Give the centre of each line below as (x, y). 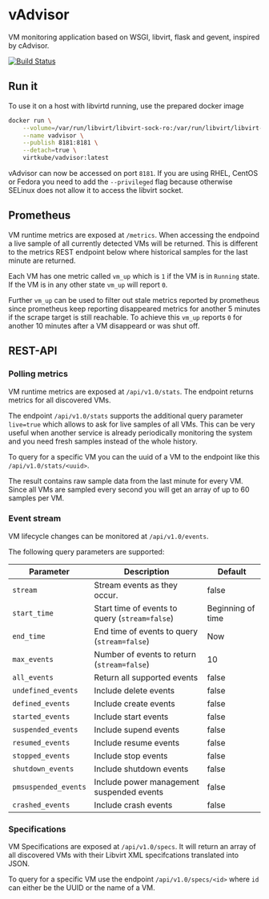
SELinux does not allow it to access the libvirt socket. (96, 190)
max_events (33, 659)
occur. (106, 595)
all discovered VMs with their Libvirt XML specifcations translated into (123, 855)
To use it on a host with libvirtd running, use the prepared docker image (126, 105)
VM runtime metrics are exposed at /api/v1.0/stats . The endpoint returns (131, 391)
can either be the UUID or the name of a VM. (82, 888)
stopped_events (41, 756)
